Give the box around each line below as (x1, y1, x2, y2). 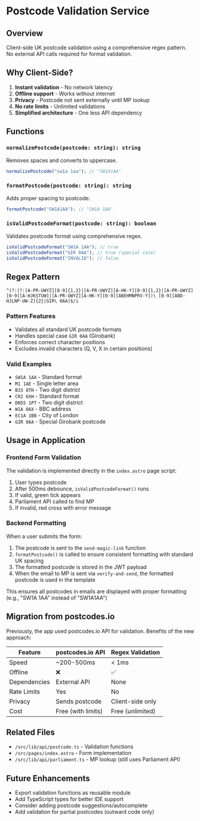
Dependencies (9, 678, 50, 686)
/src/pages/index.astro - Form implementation (14, 750, 132, 757)
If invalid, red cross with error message (14, 504, 112, 511)
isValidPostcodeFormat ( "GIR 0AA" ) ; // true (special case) (6, 249, 156, 255)
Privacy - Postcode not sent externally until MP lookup (14, 96, 150, 103)
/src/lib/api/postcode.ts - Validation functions (14, 743, 134, 750)
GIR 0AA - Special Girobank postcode (14, 418, 106, 425)
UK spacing (14, 557, 44, 564)
